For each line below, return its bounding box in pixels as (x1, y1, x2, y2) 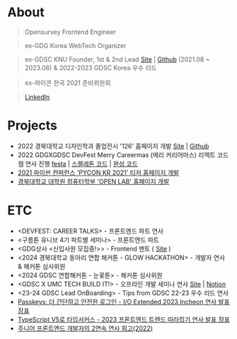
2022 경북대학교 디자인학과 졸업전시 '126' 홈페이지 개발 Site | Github (17, 142, 209, 150)
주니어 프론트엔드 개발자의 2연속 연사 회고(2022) (17, 323, 154, 333)
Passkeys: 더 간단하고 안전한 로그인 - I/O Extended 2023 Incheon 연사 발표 (17, 297, 230, 306)
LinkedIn (24, 93, 50, 101)
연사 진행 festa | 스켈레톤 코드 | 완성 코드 (25, 159, 138, 168)
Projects (7, 117, 58, 134)
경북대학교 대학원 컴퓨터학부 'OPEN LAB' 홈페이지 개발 (17, 177, 170, 185)
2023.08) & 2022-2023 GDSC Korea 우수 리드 (24, 63, 157, 71)
